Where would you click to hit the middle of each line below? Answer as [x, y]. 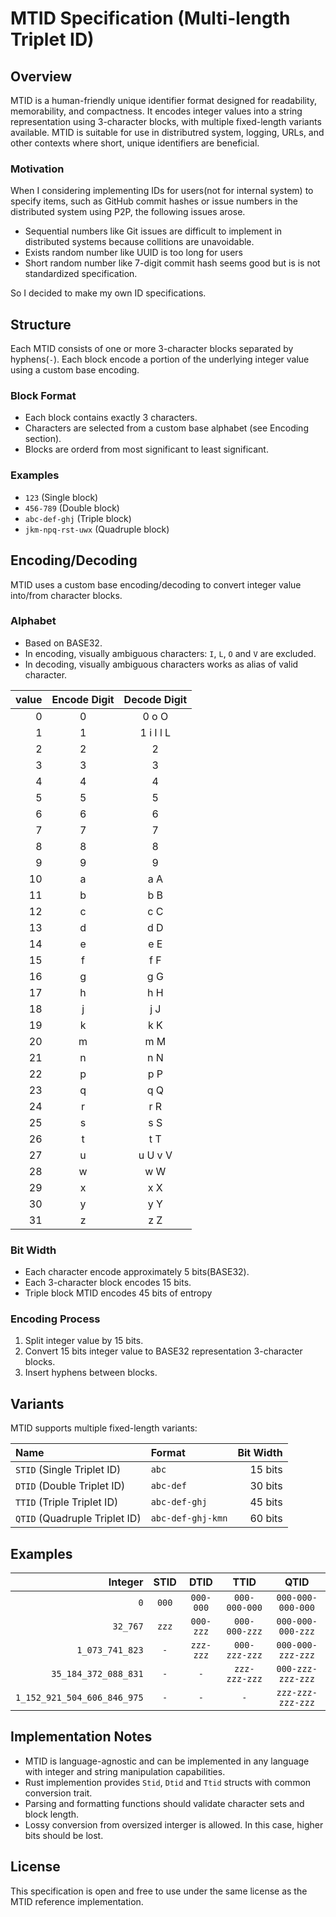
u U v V [155, 1155]
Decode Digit [155, 699]
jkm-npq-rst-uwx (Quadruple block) [97, 529]
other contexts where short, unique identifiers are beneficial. [135, 143]
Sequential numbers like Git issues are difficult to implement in [153, 231]
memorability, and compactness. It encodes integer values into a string [156, 111]
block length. [52, 1814]
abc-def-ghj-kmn [189, 1518]
